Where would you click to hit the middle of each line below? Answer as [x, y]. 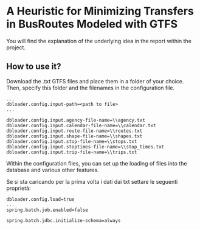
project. [16, 47]
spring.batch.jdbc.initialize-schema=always [64, 220]
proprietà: [19, 188]
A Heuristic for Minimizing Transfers [100, 11]
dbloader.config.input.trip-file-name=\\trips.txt [72, 152]
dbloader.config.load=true [40, 199]
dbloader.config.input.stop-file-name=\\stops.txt [72, 141]
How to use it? [34, 67]
